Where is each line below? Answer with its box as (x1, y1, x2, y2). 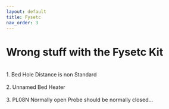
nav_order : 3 (6, 20, 39, 25)
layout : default (6, 8, 46, 15)
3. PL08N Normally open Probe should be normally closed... (6, 96, 154, 104)
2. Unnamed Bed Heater (6, 84, 65, 91)
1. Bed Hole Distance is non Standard (6, 71, 97, 78)
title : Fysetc (6, 14, 42, 20)
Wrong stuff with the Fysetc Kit (6, 45, 164, 59)
